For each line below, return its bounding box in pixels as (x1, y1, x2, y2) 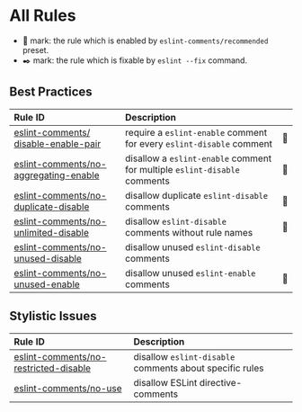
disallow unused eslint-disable (125, 240, 261, 253)
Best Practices (9, 85, 93, 100)
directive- (199, 376, 243, 389)
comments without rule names (125, 226, 253, 238)
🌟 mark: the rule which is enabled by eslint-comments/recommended (22, 35, 269, 46)
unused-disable (13, 252, 83, 264)
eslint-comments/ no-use (13, 381, 123, 394)
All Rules (9, 5, 76, 26)
